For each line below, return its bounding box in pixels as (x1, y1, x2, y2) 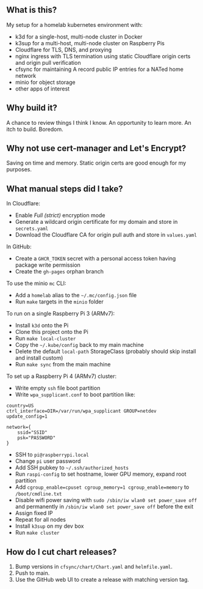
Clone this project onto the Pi (15, 328, 88, 336)
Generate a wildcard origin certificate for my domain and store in (15, 218, 178, 226)
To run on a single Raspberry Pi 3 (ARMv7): (6, 310, 115, 317)
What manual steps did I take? (6, 183, 123, 194)
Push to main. (15, 569, 50, 577)
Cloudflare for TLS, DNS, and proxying (15, 46, 112, 53)
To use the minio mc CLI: (6, 280, 66, 287)
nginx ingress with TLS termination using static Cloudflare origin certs (15, 52, 191, 60)
